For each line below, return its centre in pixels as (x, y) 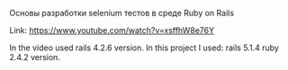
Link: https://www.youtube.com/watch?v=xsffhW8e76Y (112, 30)
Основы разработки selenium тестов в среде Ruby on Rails (122, 13)
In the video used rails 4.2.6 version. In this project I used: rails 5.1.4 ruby (144, 48)
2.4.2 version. (35, 57)
